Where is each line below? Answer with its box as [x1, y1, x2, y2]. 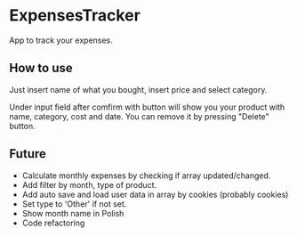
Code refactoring [21, 217, 85, 228]
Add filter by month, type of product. [21, 179, 157, 190]
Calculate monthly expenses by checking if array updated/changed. [21, 170, 271, 181]
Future [9, 146, 47, 161]
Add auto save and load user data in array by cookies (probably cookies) [21, 189, 289, 200]
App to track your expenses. [9, 35, 113, 45]
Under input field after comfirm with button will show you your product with [9, 102, 285, 112]
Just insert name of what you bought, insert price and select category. [9, 84, 268, 94]
